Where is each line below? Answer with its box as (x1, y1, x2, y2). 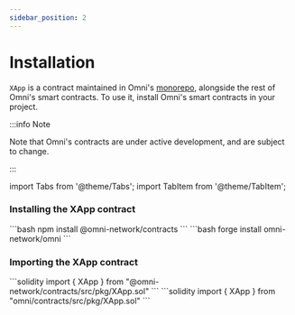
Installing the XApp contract (9, 203, 136, 216)
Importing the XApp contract (9, 255, 138, 268)
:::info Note (9, 118, 51, 129)
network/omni (9, 233, 61, 244)
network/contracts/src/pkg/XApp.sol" (9, 286, 150, 297)
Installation (9, 51, 96, 72)
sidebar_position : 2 (9, 13, 88, 23)
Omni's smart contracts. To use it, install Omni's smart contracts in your (9, 91, 276, 102)
